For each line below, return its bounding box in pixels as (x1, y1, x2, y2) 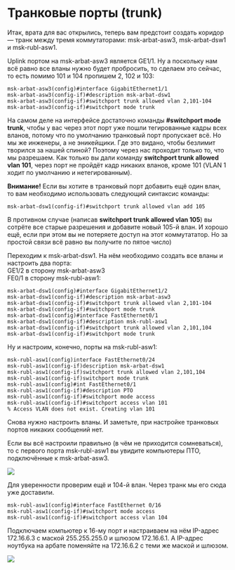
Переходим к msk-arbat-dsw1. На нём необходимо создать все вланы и (7, 251, 223, 259)
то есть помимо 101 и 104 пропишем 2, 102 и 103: (7, 72, 154, 80)
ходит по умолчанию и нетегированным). (7, 168, 133, 176)
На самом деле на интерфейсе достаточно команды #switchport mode (7, 116, 222, 124)
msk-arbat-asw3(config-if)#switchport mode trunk (7, 103, 156, 110)
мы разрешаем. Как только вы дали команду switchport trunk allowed (7, 153, 220, 162)
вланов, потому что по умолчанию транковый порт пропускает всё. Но (7, 131, 222, 139)
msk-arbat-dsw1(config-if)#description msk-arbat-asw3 (7, 293, 171, 300)
